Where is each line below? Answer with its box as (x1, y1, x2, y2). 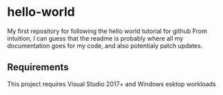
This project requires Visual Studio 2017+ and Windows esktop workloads (7, 80, 217, 88)
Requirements (7, 61, 69, 73)
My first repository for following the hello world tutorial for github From (7, 27, 208, 35)
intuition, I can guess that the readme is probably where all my (7, 34, 184, 42)
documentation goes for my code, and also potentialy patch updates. (7, 41, 203, 50)
